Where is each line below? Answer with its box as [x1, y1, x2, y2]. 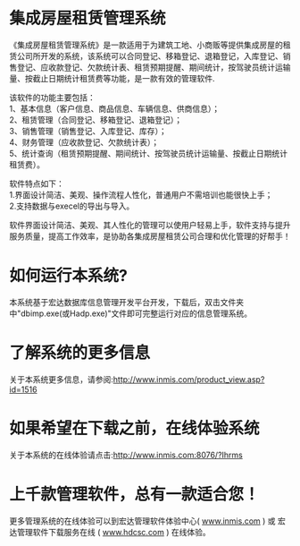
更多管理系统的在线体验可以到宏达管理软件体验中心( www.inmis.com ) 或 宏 [9, 516, 286, 526]
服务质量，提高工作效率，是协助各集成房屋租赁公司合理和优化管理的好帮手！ [9, 230, 291, 242]
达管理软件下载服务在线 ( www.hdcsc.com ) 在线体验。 [9, 526, 212, 537]
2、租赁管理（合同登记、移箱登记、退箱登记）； [9, 114, 183, 125]
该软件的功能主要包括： [9, 91, 96, 103]
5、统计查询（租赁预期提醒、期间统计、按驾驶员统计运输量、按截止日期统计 [9, 148, 288, 158]
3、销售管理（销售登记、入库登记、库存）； [9, 125, 167, 136]
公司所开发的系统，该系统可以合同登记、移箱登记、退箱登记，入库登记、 [16, 50, 283, 61]
